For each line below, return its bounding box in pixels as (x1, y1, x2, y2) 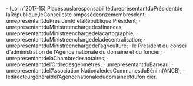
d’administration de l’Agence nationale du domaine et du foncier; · (6, 49, 165, 55)
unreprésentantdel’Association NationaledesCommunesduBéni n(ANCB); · (6, 67, 185, 74)
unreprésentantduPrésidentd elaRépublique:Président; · (6, 18, 141, 24)
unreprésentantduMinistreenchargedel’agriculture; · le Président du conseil (6, 42, 188, 49)
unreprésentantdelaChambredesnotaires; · (6, 55, 109, 61)
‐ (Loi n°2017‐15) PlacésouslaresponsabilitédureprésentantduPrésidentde (6, 5, 183, 12)
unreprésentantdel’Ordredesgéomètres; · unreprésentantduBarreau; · (6, 61, 174, 68)
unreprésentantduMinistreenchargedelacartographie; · (6, 30, 138, 37)
